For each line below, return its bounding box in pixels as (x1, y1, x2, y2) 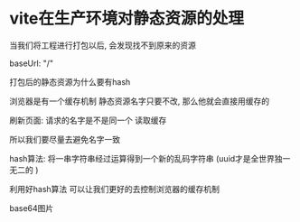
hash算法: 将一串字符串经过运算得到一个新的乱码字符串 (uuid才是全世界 (9, 153, 276, 163)
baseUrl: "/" (9, 58, 54, 69)
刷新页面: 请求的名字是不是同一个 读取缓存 (9, 115, 167, 125)
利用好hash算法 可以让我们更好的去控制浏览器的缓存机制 (9, 183, 220, 194)
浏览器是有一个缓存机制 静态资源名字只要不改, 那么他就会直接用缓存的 (9, 96, 269, 106)
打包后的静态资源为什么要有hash (9, 76, 131, 87)
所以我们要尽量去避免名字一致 (9, 134, 120, 144)
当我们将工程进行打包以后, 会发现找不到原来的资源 (9, 40, 196, 51)
